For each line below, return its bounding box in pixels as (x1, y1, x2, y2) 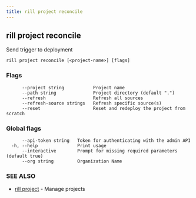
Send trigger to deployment (6, 46, 73, 53)
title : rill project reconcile (6, 8, 83, 15)
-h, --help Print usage (11, 143, 107, 149)
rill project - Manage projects (14, 186, 85, 193)
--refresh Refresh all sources (21, 95, 144, 101)
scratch (6, 111, 25, 116)
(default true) (6, 153, 44, 160)
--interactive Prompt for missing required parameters (21, 148, 178, 154)
